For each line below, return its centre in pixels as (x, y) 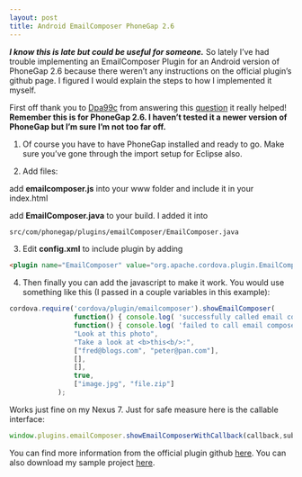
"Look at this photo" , (116, 334)
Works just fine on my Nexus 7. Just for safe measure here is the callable (144, 409)
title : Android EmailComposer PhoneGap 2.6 (92, 26)
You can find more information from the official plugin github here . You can (148, 453)
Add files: (40, 171)
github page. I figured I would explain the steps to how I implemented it (141, 80)
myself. (23, 90)
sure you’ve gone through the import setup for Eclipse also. (132, 153)
